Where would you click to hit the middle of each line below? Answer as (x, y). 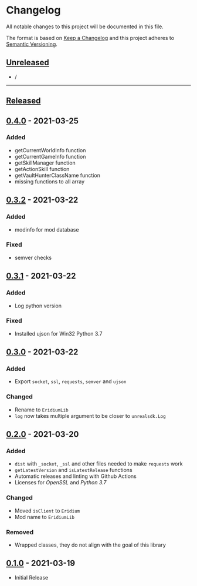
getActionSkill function (42, 169)
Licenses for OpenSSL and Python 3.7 (60, 483)
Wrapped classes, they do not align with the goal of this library (90, 545)
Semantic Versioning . (32, 44)
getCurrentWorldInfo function (50, 150)
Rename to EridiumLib (41, 410)
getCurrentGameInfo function (50, 156)
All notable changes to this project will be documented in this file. (85, 26)
